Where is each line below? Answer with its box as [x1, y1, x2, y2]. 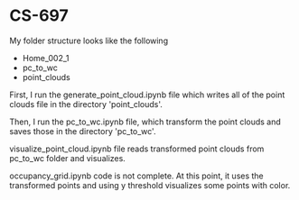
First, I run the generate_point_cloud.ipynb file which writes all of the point [9, 89, 285, 100]
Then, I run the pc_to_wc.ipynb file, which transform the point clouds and [9, 116, 282, 127]
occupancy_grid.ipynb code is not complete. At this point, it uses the [9, 170, 264, 181]
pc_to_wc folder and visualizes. [9, 152, 126, 163]
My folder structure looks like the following [9, 35, 169, 46]
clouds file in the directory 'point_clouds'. [9, 98, 163, 109]
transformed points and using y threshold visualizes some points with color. [9, 179, 291, 190]
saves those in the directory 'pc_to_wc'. [9, 125, 156, 136]
